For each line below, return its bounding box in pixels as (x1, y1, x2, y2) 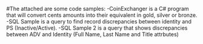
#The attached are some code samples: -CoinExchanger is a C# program (6, 5, 189, 12)
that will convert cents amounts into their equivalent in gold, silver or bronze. (6, 11, 198, 19)
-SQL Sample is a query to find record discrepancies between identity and (6, 18, 192, 25)
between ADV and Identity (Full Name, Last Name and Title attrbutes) (6, 31, 179, 38)
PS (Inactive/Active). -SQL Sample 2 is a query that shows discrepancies (6, 24, 188, 31)
